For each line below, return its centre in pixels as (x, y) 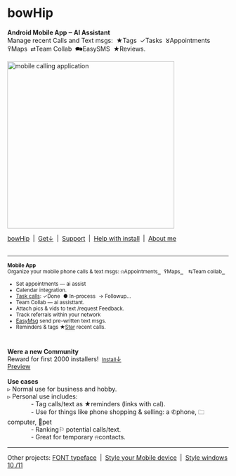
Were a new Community (43, 351)
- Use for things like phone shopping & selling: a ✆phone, (113, 412)
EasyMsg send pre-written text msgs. (61, 321)
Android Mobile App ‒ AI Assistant (59, 32)
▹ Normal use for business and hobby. (62, 389)
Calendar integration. (41, 290)
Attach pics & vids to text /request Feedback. (70, 308)
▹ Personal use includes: (42, 396)
